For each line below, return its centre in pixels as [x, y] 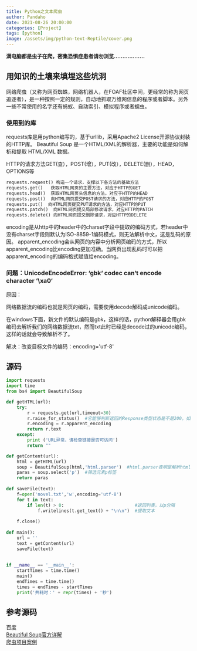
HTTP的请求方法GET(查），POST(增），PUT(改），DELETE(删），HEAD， [92, 164]
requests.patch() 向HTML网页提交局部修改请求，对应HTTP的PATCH [80, 210]
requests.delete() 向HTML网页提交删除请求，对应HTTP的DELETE [77, 215]
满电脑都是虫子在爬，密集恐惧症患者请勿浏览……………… [76, 56]
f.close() [29, 522]
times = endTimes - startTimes [55, 587]
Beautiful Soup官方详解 [34, 635]
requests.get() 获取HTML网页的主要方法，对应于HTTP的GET [73, 188]
